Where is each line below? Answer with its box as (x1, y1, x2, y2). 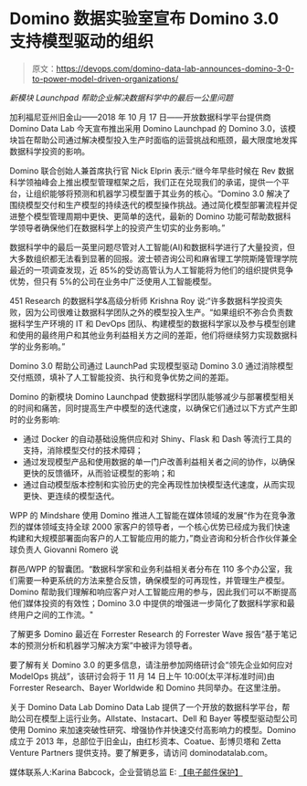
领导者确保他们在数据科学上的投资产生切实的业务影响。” (16, 222, 226, 233)
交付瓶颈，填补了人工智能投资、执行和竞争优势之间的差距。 (9, 372, 234, 383)
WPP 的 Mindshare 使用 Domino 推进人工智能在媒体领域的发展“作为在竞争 (9, 509, 288, 520)
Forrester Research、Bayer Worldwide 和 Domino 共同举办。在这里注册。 (9, 682, 286, 693)
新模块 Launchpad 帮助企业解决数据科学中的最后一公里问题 (9, 92, 233, 103)
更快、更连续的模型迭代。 (22, 490, 120, 501)
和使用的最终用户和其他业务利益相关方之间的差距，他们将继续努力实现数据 (9, 330, 290, 341)
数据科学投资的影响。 (9, 145, 90, 156)
